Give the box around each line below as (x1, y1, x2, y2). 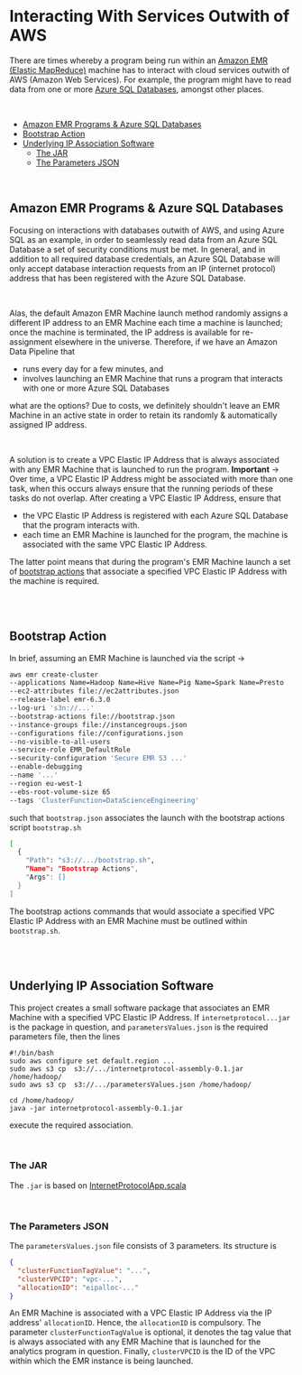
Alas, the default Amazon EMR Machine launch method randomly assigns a (9, 308, 288, 318)
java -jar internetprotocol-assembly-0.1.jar (9, 1103, 183, 1112)
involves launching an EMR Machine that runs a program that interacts (22, 373, 284, 383)
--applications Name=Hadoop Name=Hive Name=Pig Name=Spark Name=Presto (9, 678, 284, 687)
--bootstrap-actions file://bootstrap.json (9, 712, 176, 721)
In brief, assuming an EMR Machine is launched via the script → (9, 652, 245, 663)
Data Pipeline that (9, 346, 75, 356)
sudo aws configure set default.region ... (9, 1057, 176, 1066)
